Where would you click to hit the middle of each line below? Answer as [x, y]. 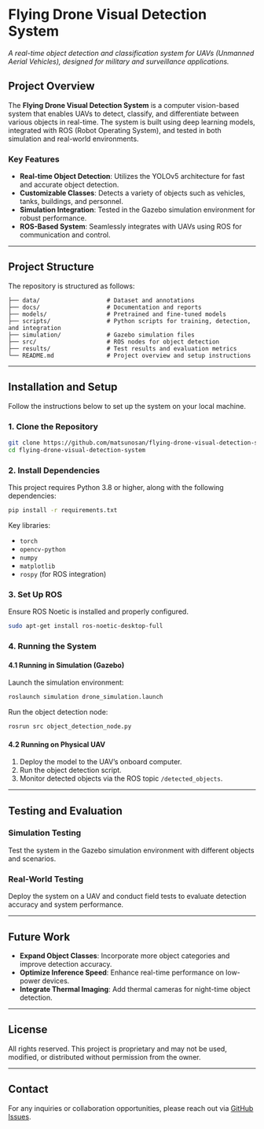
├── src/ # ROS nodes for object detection [114, 342]
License [28, 1030]
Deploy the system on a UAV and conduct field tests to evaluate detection [127, 897]
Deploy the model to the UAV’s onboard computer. [101, 762]
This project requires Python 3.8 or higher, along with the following [116, 488]
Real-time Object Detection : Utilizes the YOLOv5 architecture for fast [132, 176]
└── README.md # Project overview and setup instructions [130, 355]
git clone [24, 443]
